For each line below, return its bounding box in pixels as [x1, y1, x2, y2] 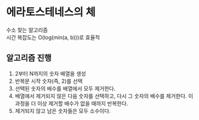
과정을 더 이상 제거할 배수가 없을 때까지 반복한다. [14, 100, 128, 107]
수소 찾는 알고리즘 [6, 26, 48, 33]
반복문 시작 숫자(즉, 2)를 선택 [14, 77, 83, 84]
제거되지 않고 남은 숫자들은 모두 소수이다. [14, 107, 111, 114]
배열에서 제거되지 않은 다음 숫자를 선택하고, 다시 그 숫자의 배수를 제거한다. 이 [14, 92, 194, 99]
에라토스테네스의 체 [6, 5, 96, 19]
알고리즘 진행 [6, 53, 52, 63]
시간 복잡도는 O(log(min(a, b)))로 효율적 [6, 33, 100, 41]
